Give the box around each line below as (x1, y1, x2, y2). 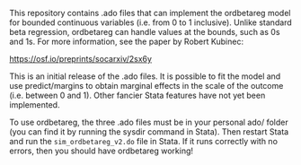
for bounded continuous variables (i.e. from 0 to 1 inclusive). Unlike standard (9, 17, 292, 28)
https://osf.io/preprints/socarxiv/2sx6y (9, 54, 153, 64)
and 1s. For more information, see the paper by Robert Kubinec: (9, 36, 244, 47)
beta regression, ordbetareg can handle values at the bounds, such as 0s (9, 27, 280, 37)
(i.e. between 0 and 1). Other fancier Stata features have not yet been (9, 90, 266, 100)
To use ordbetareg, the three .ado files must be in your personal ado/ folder (9, 117, 289, 127)
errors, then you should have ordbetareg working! (9, 145, 194, 156)
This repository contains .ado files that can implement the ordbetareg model (9, 8, 291, 18)
